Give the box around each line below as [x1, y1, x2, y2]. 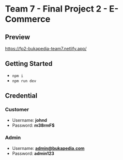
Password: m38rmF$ [12, 122, 55, 128]
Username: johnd [12, 117, 47, 123]
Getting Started [5, 59, 53, 68]
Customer [5, 106, 29, 113]
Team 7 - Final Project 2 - [5, 3, 108, 15]
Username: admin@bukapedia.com [12, 145, 85, 151]
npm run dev [12, 78, 36, 83]
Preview [5, 33, 31, 41]
